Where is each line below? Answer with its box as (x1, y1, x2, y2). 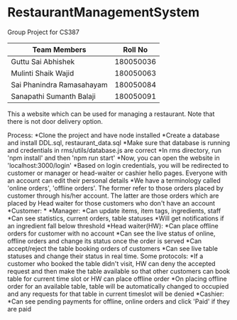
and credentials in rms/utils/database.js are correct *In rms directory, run (7, 146, 222, 154)
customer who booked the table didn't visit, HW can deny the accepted (7, 259, 216, 267)
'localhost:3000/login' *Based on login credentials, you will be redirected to (7, 161, 229, 169)
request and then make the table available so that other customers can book (7, 267, 231, 275)
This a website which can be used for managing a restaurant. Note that (7, 110, 215, 118)
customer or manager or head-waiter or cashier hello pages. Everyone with (7, 169, 228, 177)
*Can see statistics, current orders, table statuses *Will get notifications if (7, 214, 225, 223)
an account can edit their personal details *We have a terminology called (7, 176, 221, 185)
